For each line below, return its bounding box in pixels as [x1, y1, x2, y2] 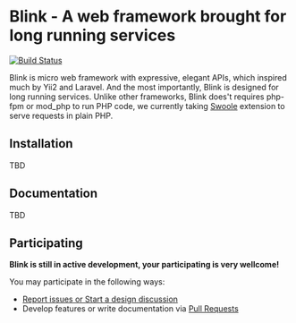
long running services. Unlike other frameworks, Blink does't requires [9, 91, 265, 102]
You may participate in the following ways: [9, 276, 165, 287]
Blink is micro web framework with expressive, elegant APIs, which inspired [9, 72, 288, 82]
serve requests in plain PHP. [9, 110, 114, 121]
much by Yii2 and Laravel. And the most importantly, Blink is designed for [9, 81, 279, 92]
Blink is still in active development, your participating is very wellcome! [9, 259, 280, 270]
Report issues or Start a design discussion [21, 293, 179, 305]
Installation [9, 136, 73, 151]
